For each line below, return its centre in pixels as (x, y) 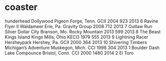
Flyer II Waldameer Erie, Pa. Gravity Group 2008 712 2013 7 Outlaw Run (78, 26)
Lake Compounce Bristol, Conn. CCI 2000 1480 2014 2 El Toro (69, 53)
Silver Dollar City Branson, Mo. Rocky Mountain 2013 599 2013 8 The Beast (83, 31)
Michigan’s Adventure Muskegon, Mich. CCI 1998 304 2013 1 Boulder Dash (82, 47)
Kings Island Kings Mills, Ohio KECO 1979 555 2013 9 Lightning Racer (77, 37)
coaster (21, 7)
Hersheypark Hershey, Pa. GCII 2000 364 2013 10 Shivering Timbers (76, 42)
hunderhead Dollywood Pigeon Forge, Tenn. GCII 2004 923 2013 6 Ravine (81, 21)
